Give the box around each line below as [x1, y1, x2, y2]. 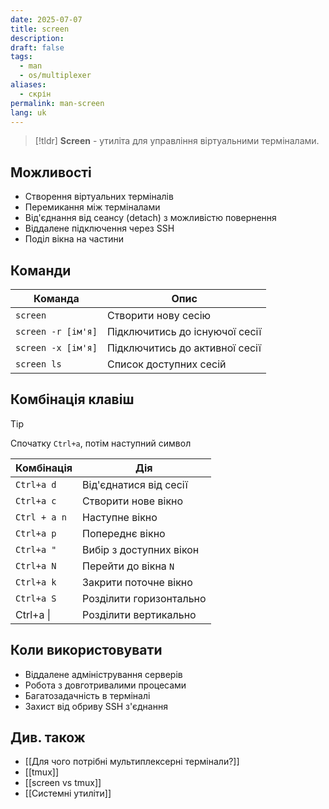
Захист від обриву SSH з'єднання [24, 700, 168, 712]
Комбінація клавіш [10, 391, 135, 408]
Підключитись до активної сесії [106, 341, 262, 355]
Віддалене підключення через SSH [24, 222, 175, 235]
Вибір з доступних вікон [82, 542, 200, 556]
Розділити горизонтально [82, 591, 207, 605]
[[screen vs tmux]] [24, 777, 102, 789]
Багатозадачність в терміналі [24, 689, 151, 701]
